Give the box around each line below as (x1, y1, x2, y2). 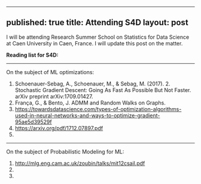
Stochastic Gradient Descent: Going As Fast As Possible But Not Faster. (14, 86, 191, 93)
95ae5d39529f (14, 118, 52, 125)
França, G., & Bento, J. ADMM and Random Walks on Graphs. (14, 99, 166, 106)
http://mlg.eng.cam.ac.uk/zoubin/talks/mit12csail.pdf (14, 160, 145, 167)
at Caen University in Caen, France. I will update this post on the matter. (6, 39, 183, 47)
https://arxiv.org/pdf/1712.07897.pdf (14, 124, 103, 131)
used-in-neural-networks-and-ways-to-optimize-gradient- (14, 112, 160, 119)
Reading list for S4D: (6, 51, 59, 59)
